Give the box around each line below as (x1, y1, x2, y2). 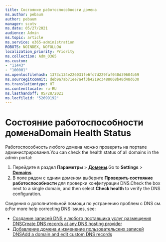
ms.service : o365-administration (5, 40, 75, 45)
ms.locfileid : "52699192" (5, 95, 59, 100)
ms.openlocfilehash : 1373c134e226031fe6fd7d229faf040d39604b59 (5, 72, 140, 77)
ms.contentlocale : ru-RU (5, 86, 57, 91)
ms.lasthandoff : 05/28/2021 (5, 91, 64, 96)
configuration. (12, 191, 41, 197)
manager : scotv (5, 21, 37, 26)
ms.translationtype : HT (5, 81, 55, 86)
